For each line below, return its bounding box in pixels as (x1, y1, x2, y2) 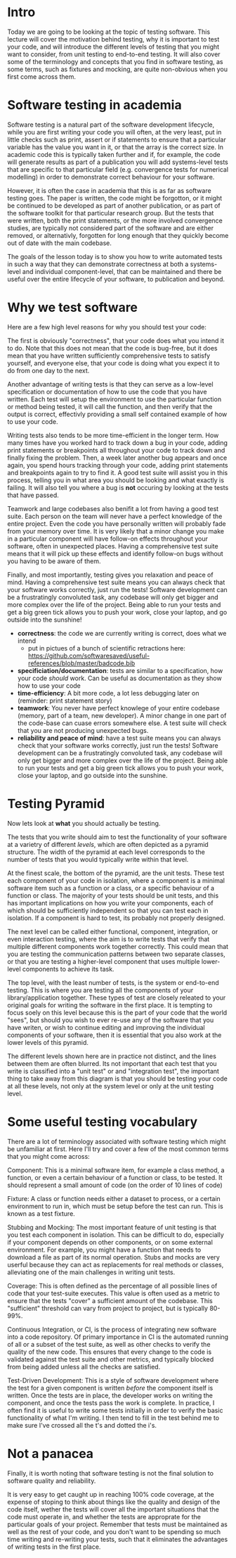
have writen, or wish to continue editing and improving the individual (7, 1023, 205, 1031)
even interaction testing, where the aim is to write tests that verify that (7, 934, 210, 943)
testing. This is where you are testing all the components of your (7, 986, 194, 994)
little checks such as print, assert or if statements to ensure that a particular (7, 135, 226, 144)
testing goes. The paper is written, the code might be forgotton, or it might (7, 194, 223, 202)
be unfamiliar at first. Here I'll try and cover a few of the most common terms (7, 1145, 229, 1153)
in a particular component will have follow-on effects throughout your (7, 534, 209, 543)
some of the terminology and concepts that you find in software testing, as (7, 57, 223, 65)
